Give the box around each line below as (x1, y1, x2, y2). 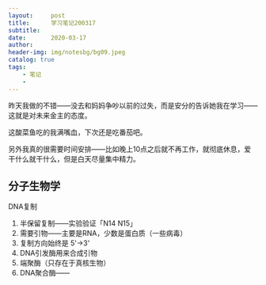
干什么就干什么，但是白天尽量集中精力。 (8, 154, 140, 163)
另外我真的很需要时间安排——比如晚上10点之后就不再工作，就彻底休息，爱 (8, 144, 252, 154)
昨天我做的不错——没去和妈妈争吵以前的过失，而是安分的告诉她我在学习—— (8, 101, 258, 110)
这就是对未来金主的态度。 (8, 110, 92, 120)
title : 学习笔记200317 (8, 19, 97, 27)
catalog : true (8, 56, 55, 64)
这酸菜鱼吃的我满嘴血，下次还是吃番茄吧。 (8, 127, 147, 137)
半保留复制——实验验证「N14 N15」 (19, 218, 137, 228)
